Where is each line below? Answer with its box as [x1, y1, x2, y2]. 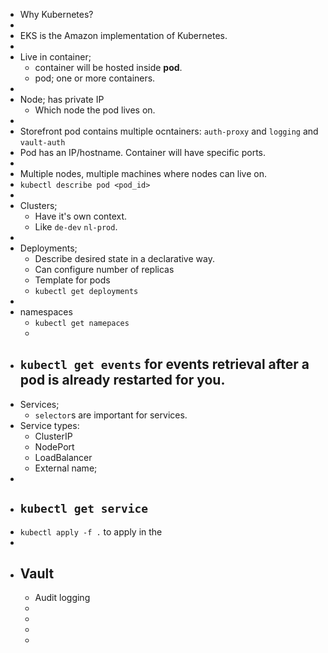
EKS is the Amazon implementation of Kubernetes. [19, 30, 228, 41]
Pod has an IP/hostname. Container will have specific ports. [19, 147, 266, 158]
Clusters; [19, 200, 58, 211]
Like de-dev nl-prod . [34, 221, 118, 233]
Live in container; [19, 51, 92, 63]
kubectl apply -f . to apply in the [19, 525, 163, 538]
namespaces [19, 306, 73, 318]
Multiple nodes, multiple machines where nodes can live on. [19, 168, 267, 179]
